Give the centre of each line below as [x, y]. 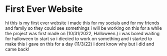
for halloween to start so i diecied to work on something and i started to [79, 39]
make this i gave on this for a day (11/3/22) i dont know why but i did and [79, 44]
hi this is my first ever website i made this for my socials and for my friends [82, 23]
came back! [17, 49]
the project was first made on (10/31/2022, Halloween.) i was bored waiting [82, 33]
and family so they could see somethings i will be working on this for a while [84, 28]
